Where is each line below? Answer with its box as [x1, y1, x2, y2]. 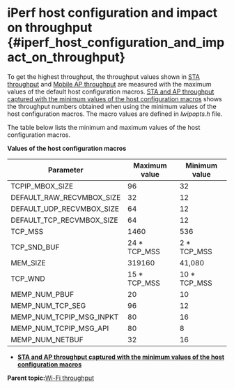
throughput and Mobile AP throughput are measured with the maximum [7, 80, 212, 88]
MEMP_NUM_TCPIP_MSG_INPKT [10, 312, 119, 322]
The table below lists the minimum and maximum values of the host [7, 123, 201, 131]
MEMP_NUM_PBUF [10, 289, 75, 299]
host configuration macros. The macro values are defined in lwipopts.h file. [7, 110, 223, 118]
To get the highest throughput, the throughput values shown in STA [7, 72, 201, 81]
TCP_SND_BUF [10, 242, 60, 252]
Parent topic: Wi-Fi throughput [7, 374, 95, 382]
